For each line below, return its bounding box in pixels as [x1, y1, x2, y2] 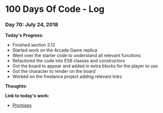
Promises [12, 103, 32, 109]
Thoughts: [5, 83, 27, 89]
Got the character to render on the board [12, 68, 96, 74]
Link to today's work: [5, 93, 50, 99]
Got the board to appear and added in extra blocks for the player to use [12, 63, 158, 69]
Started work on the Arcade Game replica [12, 47, 98, 53]
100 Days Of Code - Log [5, 3, 105, 15]
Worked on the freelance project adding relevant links [12, 73, 122, 80]
